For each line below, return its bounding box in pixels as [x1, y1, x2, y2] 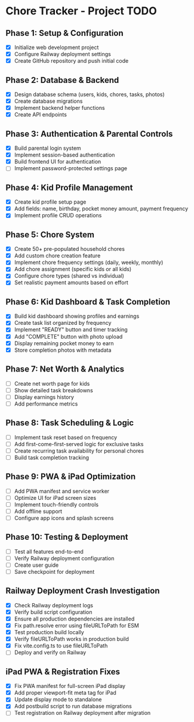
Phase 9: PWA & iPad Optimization [5, 472, 136, 482]
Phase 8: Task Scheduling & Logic [5, 418, 134, 428]
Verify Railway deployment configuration [14, 554, 115, 562]
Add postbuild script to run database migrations [14, 703, 132, 710]
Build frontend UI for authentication [14, 158, 101, 165]
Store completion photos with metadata [14, 346, 112, 354]
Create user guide [14, 561, 59, 569]
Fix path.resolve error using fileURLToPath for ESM [14, 622, 140, 629]
